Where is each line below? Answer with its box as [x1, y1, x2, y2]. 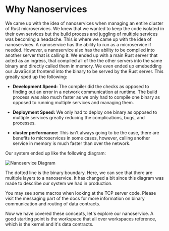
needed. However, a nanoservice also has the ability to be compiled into [5, 47, 155, 53]
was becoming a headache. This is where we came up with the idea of [5, 36, 152, 42]
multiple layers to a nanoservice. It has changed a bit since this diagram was [5, 175, 164, 181]
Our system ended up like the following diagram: [5, 150, 106, 156]
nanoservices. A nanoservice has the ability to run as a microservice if [5, 41, 151, 47]
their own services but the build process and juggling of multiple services [5, 31, 158, 37]
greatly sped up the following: [5, 73, 67, 80]
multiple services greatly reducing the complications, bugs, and [12, 114, 145, 120]
